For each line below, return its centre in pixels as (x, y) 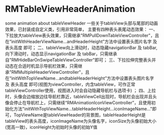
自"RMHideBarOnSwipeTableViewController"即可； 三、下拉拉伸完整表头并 (81, 60)
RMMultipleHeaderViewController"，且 (50, 72)
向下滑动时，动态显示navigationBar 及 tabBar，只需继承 (61, 54)
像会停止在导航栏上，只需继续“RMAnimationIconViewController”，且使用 (78, 102)
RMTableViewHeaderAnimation (70, 9)
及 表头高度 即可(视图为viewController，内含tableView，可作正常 (70, 84)
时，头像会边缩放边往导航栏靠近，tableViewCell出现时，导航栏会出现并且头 (81, 96)
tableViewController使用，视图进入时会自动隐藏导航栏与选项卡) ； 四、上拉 (81, 90)
